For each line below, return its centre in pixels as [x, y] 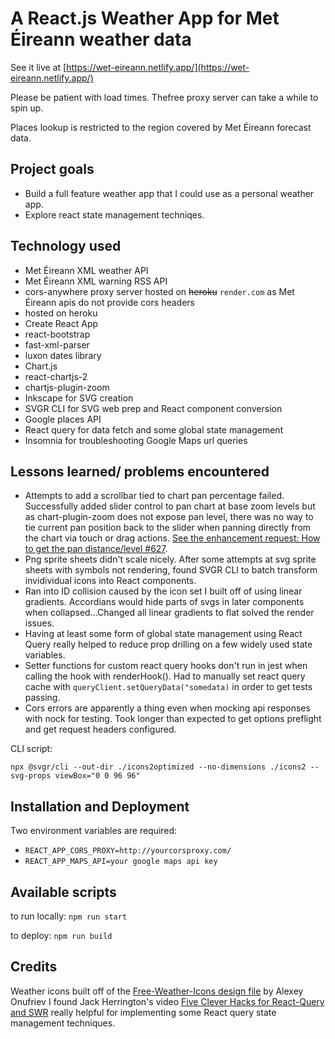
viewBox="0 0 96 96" [97, 776]
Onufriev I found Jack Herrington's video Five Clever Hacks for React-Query [167, 1001]
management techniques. [63, 1023]
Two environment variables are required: [94, 831]
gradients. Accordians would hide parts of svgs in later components [164, 602]
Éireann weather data [101, 39]
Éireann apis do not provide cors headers [110, 302]
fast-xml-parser [57, 344]
